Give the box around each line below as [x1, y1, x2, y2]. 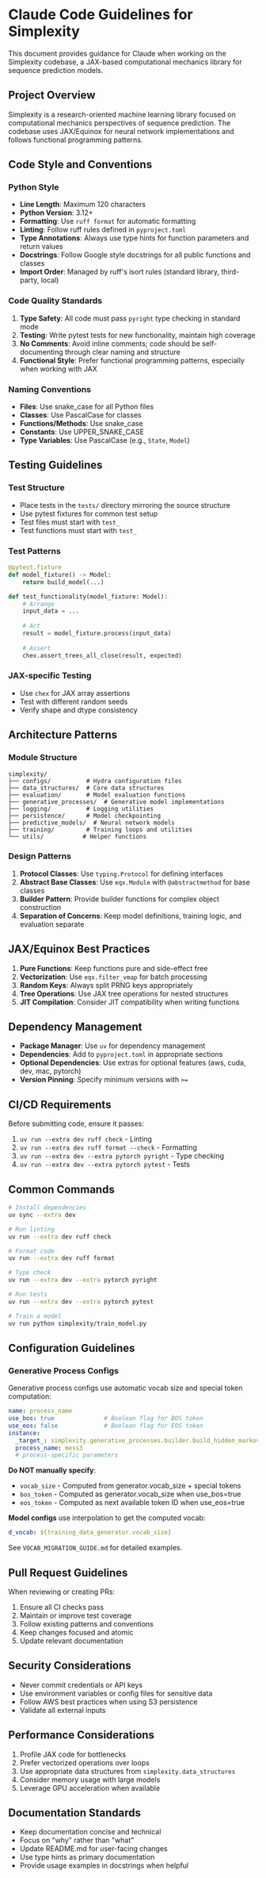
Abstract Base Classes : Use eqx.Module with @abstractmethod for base [19, 877, 251, 886]
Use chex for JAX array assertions [19, 688, 131, 697]
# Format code [8, 1247, 55, 1255]
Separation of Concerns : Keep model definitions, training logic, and [19, 911, 241, 920]
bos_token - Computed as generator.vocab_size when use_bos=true [19, 1489, 241, 1499]
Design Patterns [8, 851, 71, 862]
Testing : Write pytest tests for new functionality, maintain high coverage [19, 330, 256, 340]
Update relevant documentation [19, 1636, 123, 1646]
